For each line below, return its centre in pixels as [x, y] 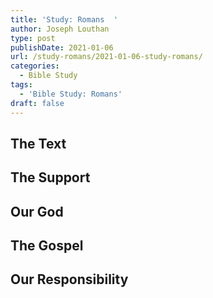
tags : [21, 85]
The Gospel [47, 246]
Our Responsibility [69, 279]
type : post [33, 38]
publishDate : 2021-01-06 [62, 47]
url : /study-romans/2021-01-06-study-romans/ [106, 57]
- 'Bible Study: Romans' [71, 94]
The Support [50, 177]
